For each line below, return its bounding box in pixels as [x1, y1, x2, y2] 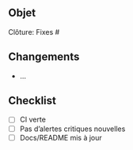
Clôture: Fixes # [8, 27, 60, 36]
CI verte [19, 114, 46, 125]
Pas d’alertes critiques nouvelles [19, 124, 126, 133]
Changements [8, 51, 80, 64]
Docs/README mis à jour [19, 133, 103, 142]
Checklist [8, 94, 57, 107]
